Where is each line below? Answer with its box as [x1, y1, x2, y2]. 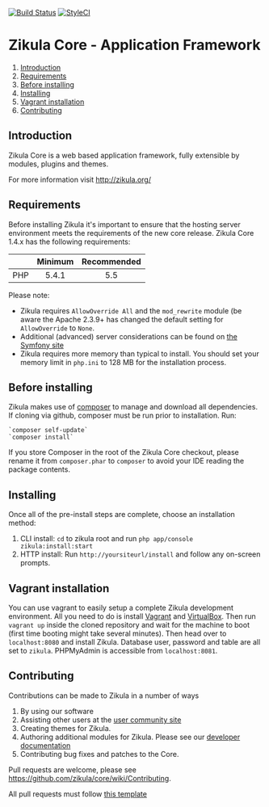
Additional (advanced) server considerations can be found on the [19, 331, 238, 341]
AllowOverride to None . [19, 323, 95, 333]
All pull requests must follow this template [8, 788, 148, 799]
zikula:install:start [19, 542, 93, 551]
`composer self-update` [8, 427, 89, 435]
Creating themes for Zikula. [19, 723, 111, 733]
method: [8, 518, 36, 528]
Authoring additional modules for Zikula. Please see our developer [19, 732, 241, 742]
